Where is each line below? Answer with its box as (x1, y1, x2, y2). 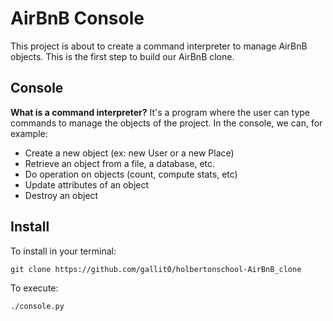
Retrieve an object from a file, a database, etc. (24, 157, 216, 169)
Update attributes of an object (24, 178, 150, 191)
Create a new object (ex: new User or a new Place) (24, 147, 235, 159)
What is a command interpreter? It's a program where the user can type (10, 106, 311, 118)
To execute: (10, 282, 59, 294)
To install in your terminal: (10, 245, 117, 257)
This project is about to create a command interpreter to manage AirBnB (10, 40, 308, 52)
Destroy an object (24, 189, 99, 201)
